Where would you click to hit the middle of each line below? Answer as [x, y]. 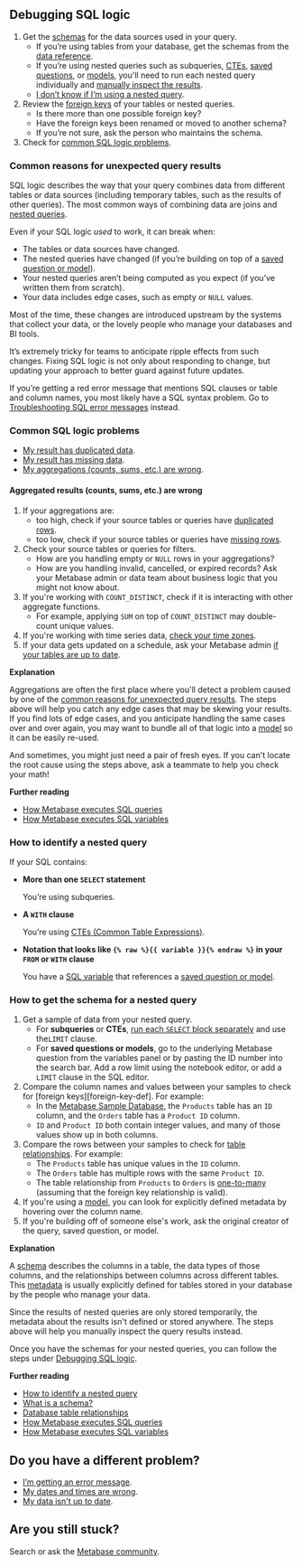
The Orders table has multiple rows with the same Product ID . [150, 1173]
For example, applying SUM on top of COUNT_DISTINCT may [140, 616]
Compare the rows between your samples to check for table [134, 1144]
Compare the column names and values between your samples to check [156, 1087]
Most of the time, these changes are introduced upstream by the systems [146, 314]
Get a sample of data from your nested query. [107, 1019]
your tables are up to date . [71, 654]
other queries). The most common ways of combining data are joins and [143, 205]
